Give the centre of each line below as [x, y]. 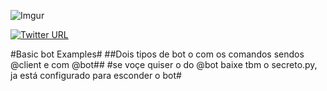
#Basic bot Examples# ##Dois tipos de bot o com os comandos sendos [157, 54]
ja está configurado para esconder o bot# [96, 75]
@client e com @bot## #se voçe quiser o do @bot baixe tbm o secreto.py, [164, 64]
